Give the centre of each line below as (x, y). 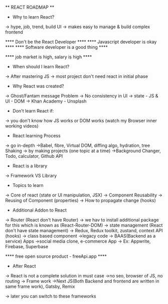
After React (24, 266)
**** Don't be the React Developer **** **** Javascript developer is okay (81, 42)
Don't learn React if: (33, 111)
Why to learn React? (33, 17)
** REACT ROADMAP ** (30, 7)
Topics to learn (28, 185)
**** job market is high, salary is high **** (49, 57)
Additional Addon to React (39, 210)
